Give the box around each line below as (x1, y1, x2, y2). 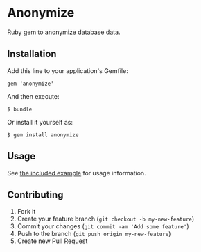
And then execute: (7, 92, 60, 100)
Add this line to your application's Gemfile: (7, 66, 128, 74)
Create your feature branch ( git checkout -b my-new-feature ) (17, 214, 195, 223)
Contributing (7, 189, 64, 200)
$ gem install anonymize (7, 131, 79, 139)
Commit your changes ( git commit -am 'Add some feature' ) (17, 222, 189, 230)
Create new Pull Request (17, 237, 88, 245)
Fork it (17, 207, 36, 216)
